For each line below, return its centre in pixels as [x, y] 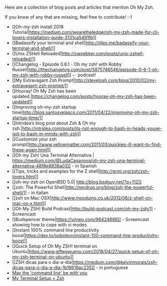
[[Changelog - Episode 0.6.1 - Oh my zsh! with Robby [67, 64]
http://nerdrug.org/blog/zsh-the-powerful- [110, 187]
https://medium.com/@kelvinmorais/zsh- [115, 262]
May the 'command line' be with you [50, 273]
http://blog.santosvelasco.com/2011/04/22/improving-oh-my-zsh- [91, 112]
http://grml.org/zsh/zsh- [125, 171]
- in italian [38, 193]
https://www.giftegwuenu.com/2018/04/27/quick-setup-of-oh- [94, 252]
